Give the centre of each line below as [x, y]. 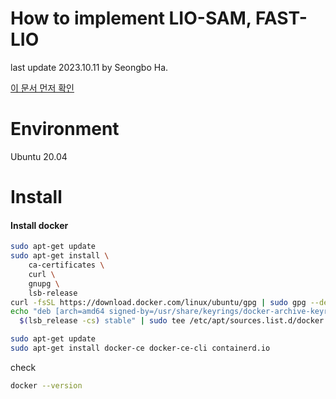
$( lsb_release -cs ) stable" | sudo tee [102, 321]
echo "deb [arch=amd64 [57, 312]
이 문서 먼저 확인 [42, 88]
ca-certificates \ [66, 265]
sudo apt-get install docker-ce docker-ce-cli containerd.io [140, 348]
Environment [65, 129]
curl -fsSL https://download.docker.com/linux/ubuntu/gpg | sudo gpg [158, 302]
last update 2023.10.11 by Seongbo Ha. [89, 67]
